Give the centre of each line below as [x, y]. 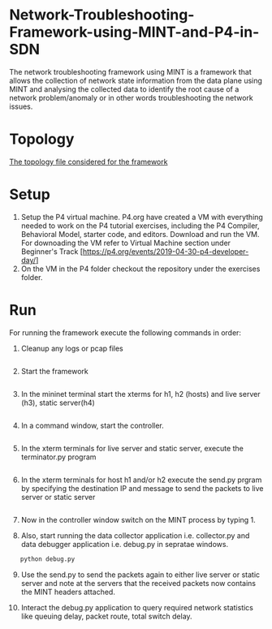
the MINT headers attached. [68, 592]
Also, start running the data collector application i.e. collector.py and [135, 535]
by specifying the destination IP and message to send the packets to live [142, 488]
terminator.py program [58, 457]
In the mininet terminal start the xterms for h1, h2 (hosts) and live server [140, 394]
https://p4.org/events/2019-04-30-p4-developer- [166, 251]
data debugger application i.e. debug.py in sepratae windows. [125, 544]
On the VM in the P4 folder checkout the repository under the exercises [140, 269]
